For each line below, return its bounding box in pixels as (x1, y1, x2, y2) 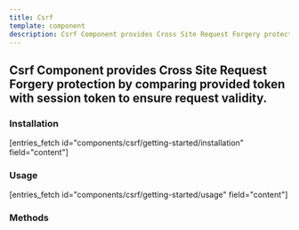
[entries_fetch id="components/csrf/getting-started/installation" (9, 137, 245, 148)
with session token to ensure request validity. (9, 90, 268, 105)
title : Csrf (9, 12, 53, 22)
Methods (9, 211, 49, 224)
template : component (9, 21, 86, 30)
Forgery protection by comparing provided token (9, 77, 286, 92)
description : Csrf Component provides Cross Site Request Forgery (9, 29, 261, 38)
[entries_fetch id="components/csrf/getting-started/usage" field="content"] (9, 189, 288, 201)
